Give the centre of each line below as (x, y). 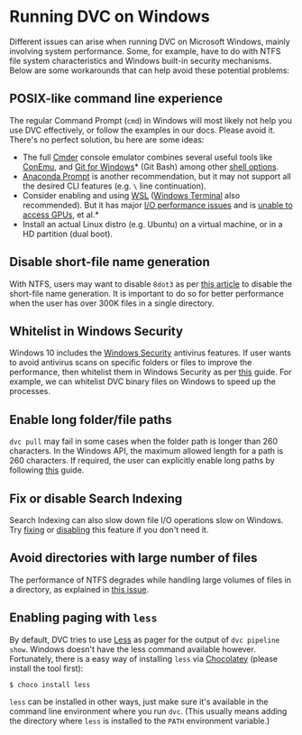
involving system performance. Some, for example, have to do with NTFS (145, 51)
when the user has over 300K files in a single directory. (112, 303)
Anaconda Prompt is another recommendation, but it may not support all (156, 176)
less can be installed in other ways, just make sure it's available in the (139, 702)
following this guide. (47, 470)
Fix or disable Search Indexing (96, 498)
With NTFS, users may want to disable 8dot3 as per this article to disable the (151, 284)
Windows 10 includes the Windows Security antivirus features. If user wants (150, 353)
